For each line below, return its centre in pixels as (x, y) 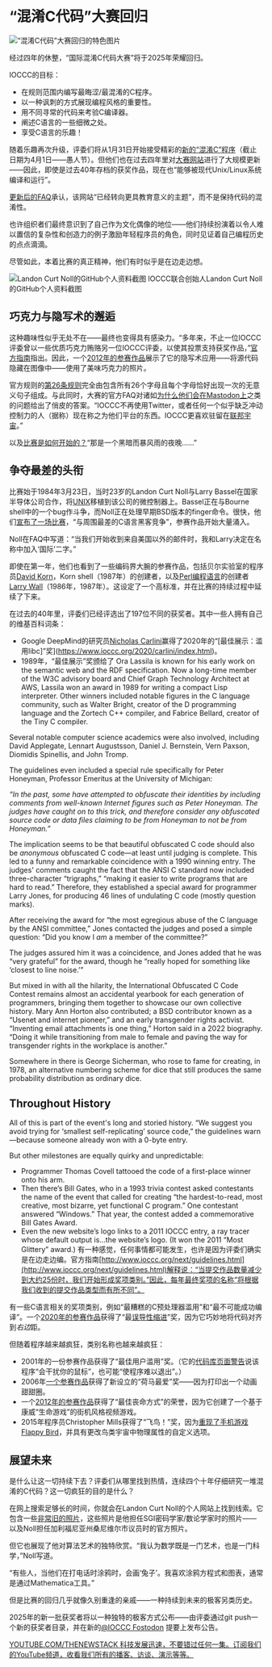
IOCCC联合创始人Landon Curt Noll (205, 279)
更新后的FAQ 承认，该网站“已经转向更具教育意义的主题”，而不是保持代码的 (132, 197)
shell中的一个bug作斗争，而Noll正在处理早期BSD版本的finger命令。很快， (132, 511)
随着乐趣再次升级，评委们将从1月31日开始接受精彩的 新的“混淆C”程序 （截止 (133, 149)
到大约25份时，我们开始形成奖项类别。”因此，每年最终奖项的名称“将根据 (140, 1280)
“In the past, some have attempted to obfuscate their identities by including (135, 794)
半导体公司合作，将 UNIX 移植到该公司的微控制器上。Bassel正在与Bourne (129, 501)
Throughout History (60, 1103)
